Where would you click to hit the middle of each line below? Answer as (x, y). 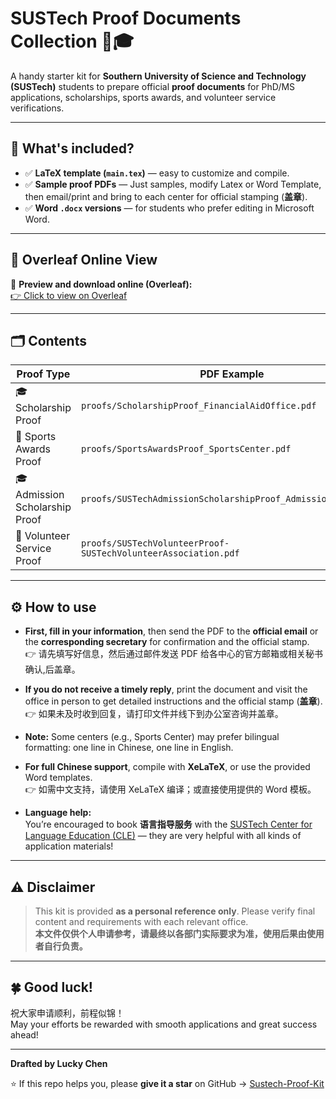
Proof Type (43, 374)
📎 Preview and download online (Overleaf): (101, 284)
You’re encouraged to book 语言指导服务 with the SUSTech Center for (168, 824)
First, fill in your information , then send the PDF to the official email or (171, 631)
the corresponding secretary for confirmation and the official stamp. (167, 642)
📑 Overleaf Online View (84, 260)
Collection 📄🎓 (72, 41)
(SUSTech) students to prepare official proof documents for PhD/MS (153, 86)
